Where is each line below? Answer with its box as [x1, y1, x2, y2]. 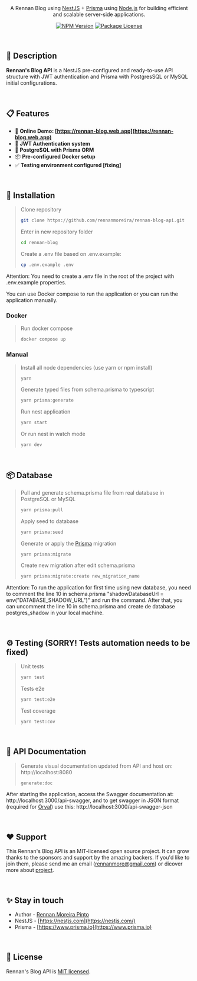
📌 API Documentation [6, 746, 87, 756]
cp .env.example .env [20, 262, 74, 268]
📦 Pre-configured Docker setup [14, 153, 96, 160]
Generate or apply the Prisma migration [20, 540, 117, 547]
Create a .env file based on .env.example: [20, 251, 122, 258]
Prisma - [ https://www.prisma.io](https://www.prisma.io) [14, 924, 152, 931]
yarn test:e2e [20, 697, 55, 703]
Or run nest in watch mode [20, 431, 86, 438]
